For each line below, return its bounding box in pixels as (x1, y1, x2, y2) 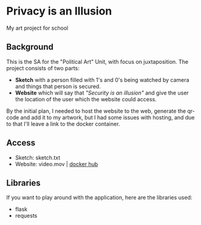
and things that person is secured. (15, 82, 101, 90)
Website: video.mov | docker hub (15, 160, 98, 167)
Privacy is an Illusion (6, 4, 112, 18)
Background (6, 42, 53, 52)
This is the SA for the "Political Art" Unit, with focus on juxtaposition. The (6, 58, 189, 65)
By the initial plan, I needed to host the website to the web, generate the (6, 107, 186, 115)
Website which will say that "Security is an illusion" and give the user (15, 89, 189, 96)
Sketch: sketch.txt (15, 153, 61, 161)
